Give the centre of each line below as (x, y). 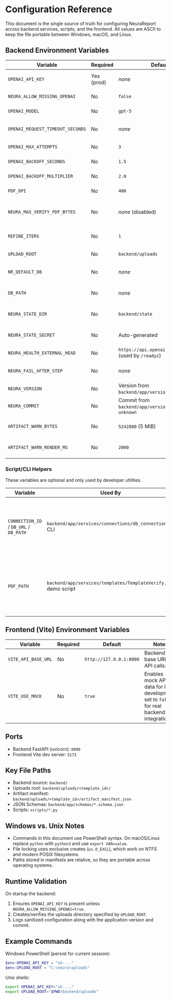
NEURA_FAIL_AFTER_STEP (35, 371)
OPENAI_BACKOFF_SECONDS (37, 161)
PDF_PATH (18, 586)
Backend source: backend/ (40, 783)
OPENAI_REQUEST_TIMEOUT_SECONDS (47, 129)
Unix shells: (17, 977)
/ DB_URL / (19, 527)
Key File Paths (28, 771)
